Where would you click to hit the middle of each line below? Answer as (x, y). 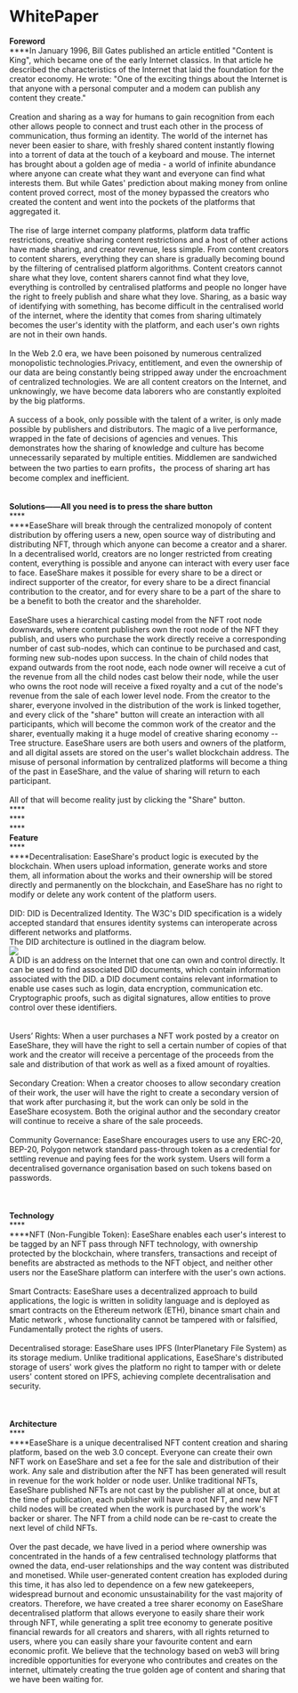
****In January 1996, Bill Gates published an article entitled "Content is (141, 50)
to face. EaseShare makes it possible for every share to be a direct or (136, 573)
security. (25, 1386)
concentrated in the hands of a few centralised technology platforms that (143, 1556)
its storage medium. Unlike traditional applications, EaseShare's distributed (146, 1357)
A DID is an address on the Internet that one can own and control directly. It (147, 960)
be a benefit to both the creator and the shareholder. (105, 601)
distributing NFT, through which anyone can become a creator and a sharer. (148, 544)
